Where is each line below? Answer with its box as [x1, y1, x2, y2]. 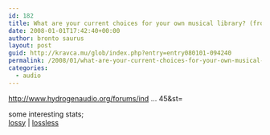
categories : [8, 64, 48, 72]
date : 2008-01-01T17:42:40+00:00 [8, 27, 121, 35]
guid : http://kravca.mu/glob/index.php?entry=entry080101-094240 [8, 49, 231, 57]
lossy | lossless [8, 117, 59, 127]
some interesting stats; [8, 109, 84, 119]
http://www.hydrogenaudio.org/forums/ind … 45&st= [8, 93, 183, 103]
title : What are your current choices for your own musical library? [8, 19, 247, 27]
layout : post [8, 42, 52, 50]
